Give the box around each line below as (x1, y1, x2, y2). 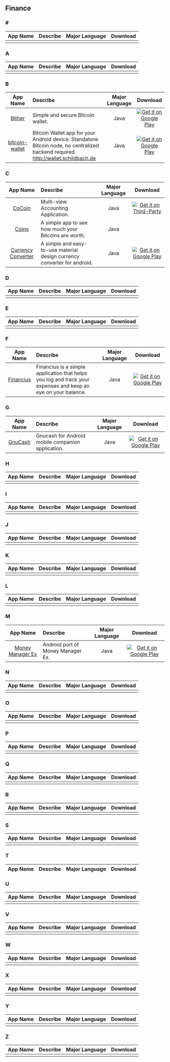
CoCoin (13, 204, 31, 211)
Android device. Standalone (32, 136, 99, 143)
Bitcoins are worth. (40, 232, 86, 239)
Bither (10, 115, 25, 122)
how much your (40, 226, 78, 233)
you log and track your (36, 376, 90, 383)
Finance (5, 4, 31, 13)
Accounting (40, 204, 68, 211)
